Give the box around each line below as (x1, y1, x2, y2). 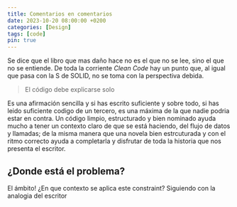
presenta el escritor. (7, 144, 66, 153)
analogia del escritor (7, 191, 67, 200)
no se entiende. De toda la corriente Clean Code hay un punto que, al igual (7, 64, 226, 73)
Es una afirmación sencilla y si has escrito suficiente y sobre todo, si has (7, 99, 219, 107)
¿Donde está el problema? (7, 165, 126, 177)
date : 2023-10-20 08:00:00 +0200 (7, 17, 106, 24)
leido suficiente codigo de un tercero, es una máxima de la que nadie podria (7, 107, 230, 115)
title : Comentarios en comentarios (7, 10, 113, 18)
